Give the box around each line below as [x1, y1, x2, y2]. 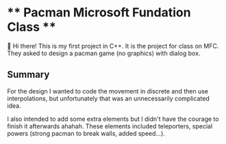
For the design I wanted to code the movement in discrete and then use [7, 87, 209, 95]
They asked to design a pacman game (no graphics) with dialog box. [7, 49, 201, 57]
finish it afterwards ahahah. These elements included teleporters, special [7, 121, 213, 130]
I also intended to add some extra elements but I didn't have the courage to [7, 115, 219, 123]
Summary [7, 69, 50, 81]
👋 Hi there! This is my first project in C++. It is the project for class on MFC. [7, 42, 219, 50]
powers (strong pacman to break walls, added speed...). [7, 129, 166, 137]
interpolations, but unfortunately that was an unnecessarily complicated [7, 94, 210, 102]
